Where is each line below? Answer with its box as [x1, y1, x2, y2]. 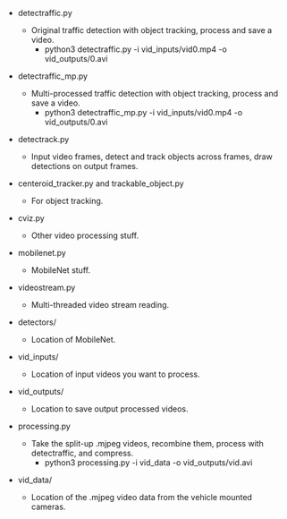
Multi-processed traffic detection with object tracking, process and [30, 89, 279, 98]
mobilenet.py [17, 248, 67, 258]
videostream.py [17, 282, 76, 293]
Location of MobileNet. [30, 335, 116, 345]
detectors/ [17, 317, 56, 328]
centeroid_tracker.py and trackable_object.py [17, 178, 185, 189]
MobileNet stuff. [30, 265, 91, 276]
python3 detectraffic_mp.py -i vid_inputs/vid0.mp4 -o [44, 107, 243, 117]
